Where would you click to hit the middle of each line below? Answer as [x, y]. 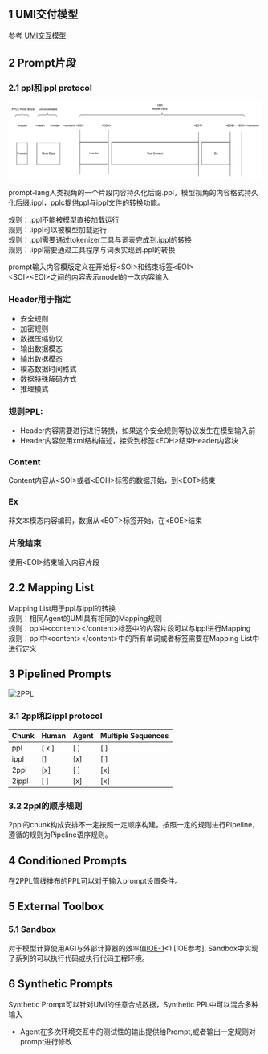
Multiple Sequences [134, 736]
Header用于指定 [39, 300]
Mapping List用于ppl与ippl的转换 [62, 608]
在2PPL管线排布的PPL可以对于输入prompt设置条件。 [95, 881]
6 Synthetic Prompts [61, 984]
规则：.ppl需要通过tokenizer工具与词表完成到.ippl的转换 [100, 239]
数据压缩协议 [41, 338]
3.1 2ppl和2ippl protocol [55, 716]
